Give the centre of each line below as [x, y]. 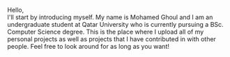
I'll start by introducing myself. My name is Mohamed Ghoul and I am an [110, 17]
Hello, [16, 10]
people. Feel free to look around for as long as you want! [88, 46]
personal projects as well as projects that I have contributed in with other [112, 39]
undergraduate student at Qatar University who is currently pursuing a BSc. [116, 24]
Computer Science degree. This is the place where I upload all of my [106, 32]
